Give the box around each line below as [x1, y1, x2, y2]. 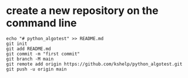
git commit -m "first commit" [6, 51, 80, 56]
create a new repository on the [6, 4, 159, 17]
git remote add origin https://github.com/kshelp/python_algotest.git [6, 61, 183, 67]
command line [6, 16, 78, 30]
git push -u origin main [6, 66, 67, 72]
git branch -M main [6, 56, 54, 62]
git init [6, 41, 28, 47]
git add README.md [6, 45, 51, 52]
